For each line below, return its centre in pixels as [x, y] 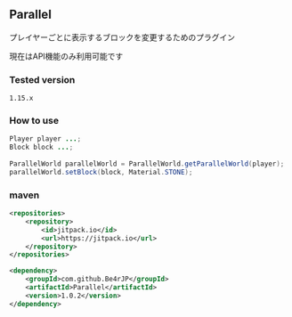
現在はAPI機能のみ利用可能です [66, 56]
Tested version [42, 79]
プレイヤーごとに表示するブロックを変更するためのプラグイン [122, 37]
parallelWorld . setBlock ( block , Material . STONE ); [101, 172]
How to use [34, 121]
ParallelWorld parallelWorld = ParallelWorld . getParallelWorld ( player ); [147, 164]
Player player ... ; [45, 139]
